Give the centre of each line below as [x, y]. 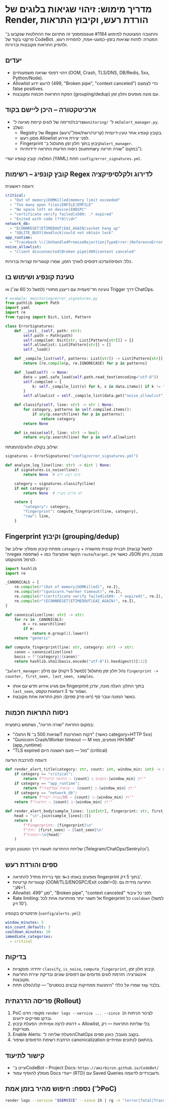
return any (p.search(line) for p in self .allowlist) [80, 437]
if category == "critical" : [44, 774]
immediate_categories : [29, 936]
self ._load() [37, 350]
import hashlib [21, 569]
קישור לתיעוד [25, 1055]
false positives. [28, 89]
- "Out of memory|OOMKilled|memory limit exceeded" [65, 200]
